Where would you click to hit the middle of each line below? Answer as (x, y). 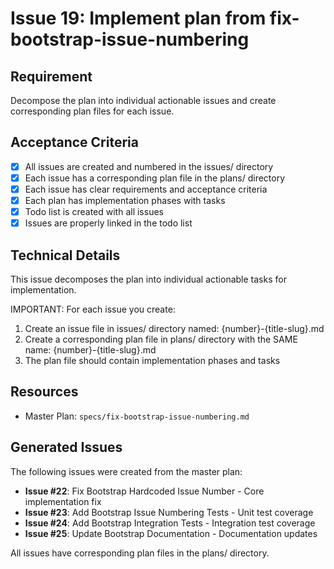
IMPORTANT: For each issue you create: (93, 309)
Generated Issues (66, 447)
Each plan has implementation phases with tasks (125, 200)
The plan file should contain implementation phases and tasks (152, 360)
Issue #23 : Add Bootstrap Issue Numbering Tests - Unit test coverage (169, 512)
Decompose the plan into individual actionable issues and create (143, 100)
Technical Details (65, 255)
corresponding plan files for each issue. (92, 111)
